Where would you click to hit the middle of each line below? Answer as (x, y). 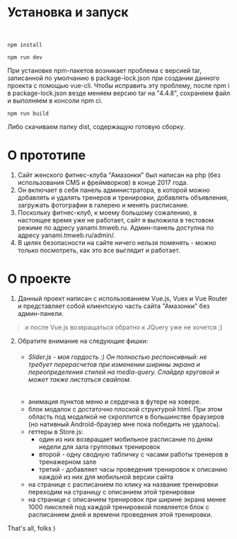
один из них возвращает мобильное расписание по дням (126, 439)
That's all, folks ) (31, 528)
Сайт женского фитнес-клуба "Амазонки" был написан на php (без (119, 175)
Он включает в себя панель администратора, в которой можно (114, 190)
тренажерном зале (68, 462)
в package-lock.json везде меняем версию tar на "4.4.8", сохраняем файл (119, 93)
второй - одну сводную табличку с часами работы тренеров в (133, 455)
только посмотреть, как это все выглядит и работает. (99, 250)
